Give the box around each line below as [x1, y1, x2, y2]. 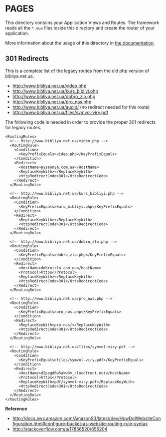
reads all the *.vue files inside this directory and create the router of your [5, 25, 155, 31]
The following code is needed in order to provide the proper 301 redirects [5, 119, 156, 125]
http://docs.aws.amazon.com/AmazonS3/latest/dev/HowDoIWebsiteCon [12, 415, 161, 421]
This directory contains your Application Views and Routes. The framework [5, 20, 160, 26]
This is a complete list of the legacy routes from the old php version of [5, 68, 150, 74]
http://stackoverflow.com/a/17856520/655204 [12, 426, 108, 432]
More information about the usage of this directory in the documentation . [5, 40, 156, 46]
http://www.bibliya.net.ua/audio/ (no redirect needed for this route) [12, 104, 150, 110]
